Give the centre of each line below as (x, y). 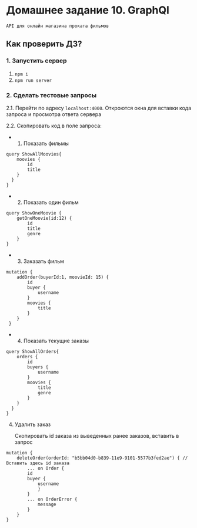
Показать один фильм (51, 202)
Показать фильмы (46, 143)
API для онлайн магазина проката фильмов (58, 26)
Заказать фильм (44, 261)
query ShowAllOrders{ (33, 351)
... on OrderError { (52, 499)
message (47, 504)
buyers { (38, 367)
